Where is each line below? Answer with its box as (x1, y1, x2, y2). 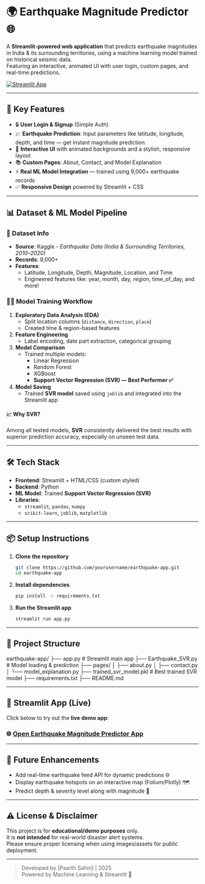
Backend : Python (15, 483, 59, 490)
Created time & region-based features (24, 324, 120, 331)
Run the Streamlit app (15, 604, 72, 612)
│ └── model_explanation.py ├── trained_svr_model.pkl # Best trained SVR (6, 668, 197, 675)
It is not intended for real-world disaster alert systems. (6, 833, 145, 841)
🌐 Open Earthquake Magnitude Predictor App (6, 729, 144, 738)
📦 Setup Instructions (6, 533, 90, 544)
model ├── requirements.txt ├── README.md (6, 674, 124, 681)
